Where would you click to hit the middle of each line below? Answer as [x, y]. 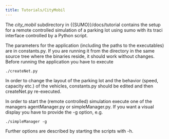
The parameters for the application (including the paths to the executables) [85, 45]
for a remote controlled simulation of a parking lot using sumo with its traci [84, 30]
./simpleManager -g [26, 121]
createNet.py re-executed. [33, 91]
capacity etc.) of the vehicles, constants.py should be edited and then [79, 86]
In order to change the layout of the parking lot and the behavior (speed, [82, 80]
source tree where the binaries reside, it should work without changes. [80, 56]
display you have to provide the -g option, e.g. [54, 112]
